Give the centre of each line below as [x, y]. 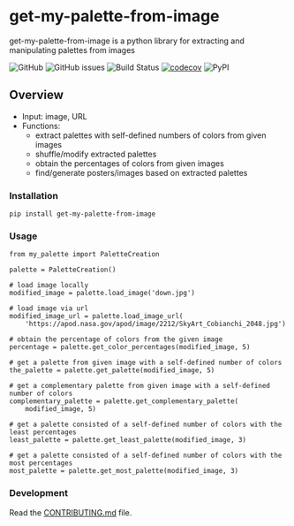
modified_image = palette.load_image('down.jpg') [102, 293]
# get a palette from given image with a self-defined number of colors [146, 363]
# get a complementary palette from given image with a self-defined [140, 386]
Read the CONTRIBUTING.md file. [71, 512]
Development [39, 493]
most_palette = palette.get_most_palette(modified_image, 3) [124, 471]
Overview [37, 95]
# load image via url [49, 309]
